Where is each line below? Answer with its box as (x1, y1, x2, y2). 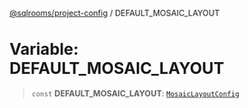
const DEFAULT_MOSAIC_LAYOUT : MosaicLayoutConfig (31, 87, 240, 98)
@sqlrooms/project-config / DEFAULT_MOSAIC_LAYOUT (9, 8, 220, 18)
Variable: (9, 40, 80, 59)
